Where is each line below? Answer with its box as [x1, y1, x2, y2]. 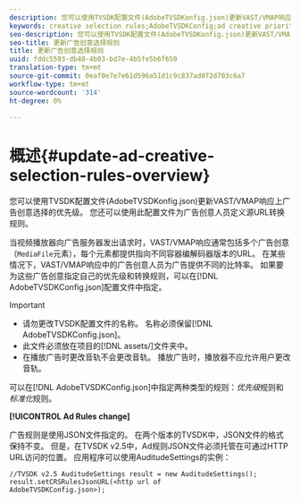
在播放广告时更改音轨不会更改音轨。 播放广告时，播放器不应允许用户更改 [21, 352, 291, 362]
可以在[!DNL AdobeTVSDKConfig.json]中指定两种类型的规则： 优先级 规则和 [9, 382, 284, 393]
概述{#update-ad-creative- [9, 145, 215, 166]
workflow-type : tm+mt [9, 80, 90, 89]
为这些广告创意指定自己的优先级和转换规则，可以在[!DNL [9, 270, 219, 282]
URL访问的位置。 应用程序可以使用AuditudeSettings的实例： [9, 452, 231, 463]
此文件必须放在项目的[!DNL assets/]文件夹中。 [21, 341, 194, 352]
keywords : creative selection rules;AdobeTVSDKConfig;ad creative [9, 21, 262, 30]
